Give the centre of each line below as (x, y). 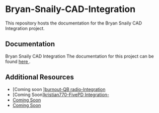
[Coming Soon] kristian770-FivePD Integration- (61, 94)
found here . (18, 61)
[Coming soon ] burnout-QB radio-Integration (59, 89)
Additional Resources (39, 77)
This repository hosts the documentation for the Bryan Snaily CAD (74, 23)
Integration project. (25, 28)
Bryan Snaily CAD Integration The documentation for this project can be (80, 56)
